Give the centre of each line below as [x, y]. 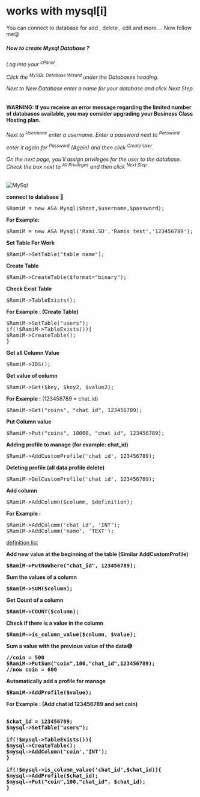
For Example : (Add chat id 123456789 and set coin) [72, 704]
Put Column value [29, 422]
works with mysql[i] [57, 11]
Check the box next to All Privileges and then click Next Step [77, 166]
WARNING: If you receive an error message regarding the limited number [99, 107]
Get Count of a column [35, 600]
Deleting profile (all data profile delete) [56, 467]
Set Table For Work [31, 243]
